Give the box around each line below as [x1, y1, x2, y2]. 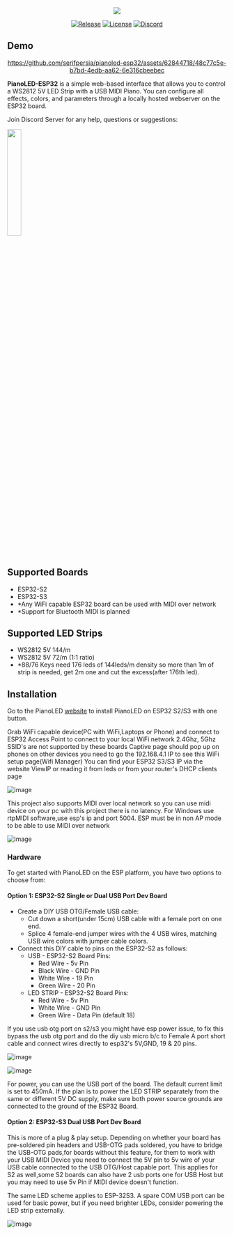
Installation [7, 688, 57, 700]
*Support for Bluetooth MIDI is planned [17, 607, 130, 616]
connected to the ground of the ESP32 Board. [7, 1102, 139, 1110]
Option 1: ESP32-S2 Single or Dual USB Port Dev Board [7, 892, 168, 900]
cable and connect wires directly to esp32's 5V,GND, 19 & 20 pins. [7, 1039, 197, 1047]
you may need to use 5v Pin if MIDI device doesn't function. [7, 1178, 179, 1186]
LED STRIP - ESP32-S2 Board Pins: [27, 988, 129, 997]
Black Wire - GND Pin [38, 966, 100, 975]
